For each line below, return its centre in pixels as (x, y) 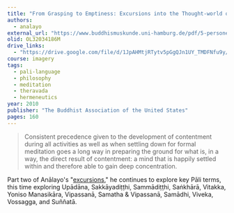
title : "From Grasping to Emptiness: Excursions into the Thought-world (115, 14)
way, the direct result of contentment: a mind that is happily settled (120, 159)
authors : (20, 20)
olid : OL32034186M (34, 40)
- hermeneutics (36, 98)
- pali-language (37, 71)
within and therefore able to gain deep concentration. (101, 166)
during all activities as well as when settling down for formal (110, 144)
